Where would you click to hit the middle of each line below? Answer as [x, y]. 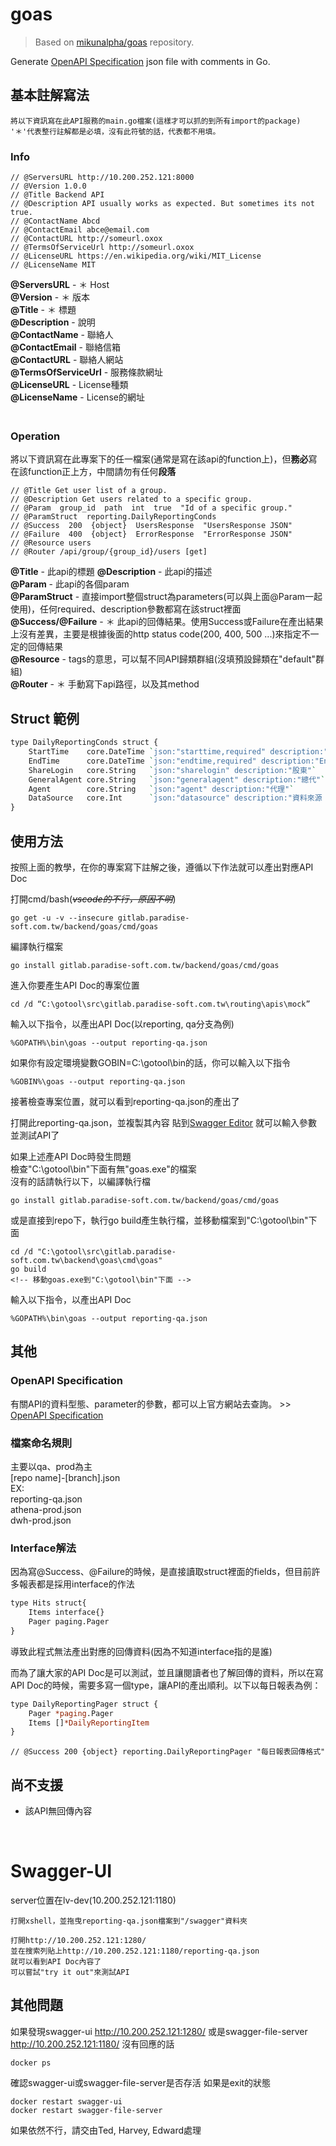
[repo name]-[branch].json [65, 1477]
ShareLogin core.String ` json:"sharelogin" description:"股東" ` [172, 770]
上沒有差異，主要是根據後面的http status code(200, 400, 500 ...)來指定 [156, 634]
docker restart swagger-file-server [86, 2110]
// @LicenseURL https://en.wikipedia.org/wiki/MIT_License [136, 256]
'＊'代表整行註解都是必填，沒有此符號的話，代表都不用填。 [115, 131]
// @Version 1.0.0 [48, 186]
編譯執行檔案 [36, 946]
